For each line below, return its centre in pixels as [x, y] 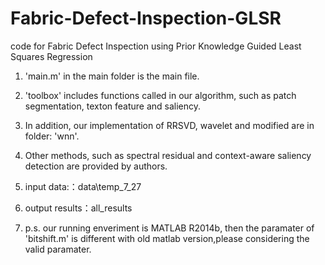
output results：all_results [78, 208]
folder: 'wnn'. [52, 136]
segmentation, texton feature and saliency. [113, 106]
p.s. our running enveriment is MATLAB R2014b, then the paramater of [169, 228]
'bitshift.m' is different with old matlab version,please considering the [167, 238]
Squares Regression [51, 56]
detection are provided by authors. [96, 166]
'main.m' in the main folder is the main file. [112, 76]
